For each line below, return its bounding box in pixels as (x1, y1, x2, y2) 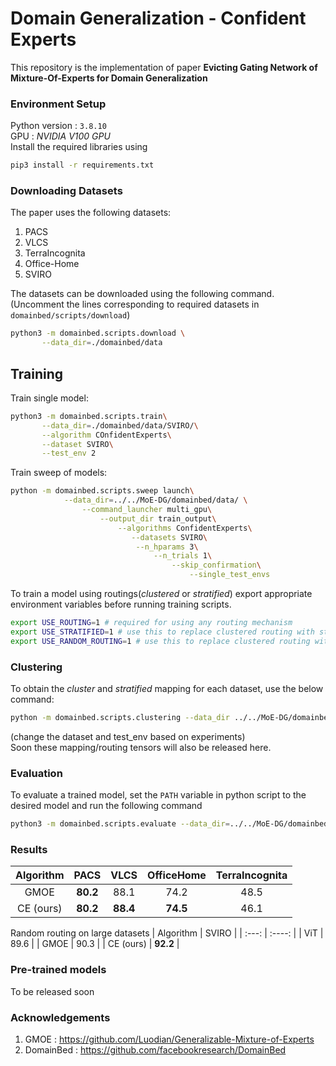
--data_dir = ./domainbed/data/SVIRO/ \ (41, 420, 199, 431)
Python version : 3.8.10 (10, 120, 107, 132)
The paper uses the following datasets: (10, 207, 172, 219)
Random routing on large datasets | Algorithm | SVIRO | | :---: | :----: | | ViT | (10, 927, 324, 939)
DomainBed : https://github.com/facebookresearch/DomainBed (24, 1043, 287, 1056)
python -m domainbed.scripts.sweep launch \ (10, 486, 195, 496)
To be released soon (10, 985, 95, 997)
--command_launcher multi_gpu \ (81, 505, 213, 515)
